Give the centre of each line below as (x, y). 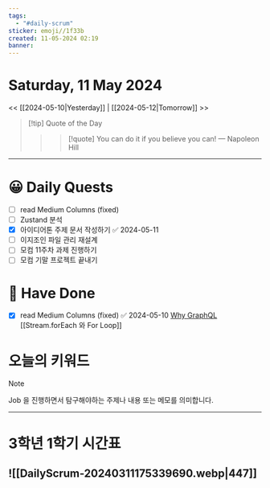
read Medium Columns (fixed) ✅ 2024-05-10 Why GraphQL (119, 315)
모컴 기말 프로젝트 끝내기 (59, 260)
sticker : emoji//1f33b (46, 31)
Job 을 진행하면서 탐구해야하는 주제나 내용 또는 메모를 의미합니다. (111, 400)
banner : (21, 46)
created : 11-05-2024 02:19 (53, 38)
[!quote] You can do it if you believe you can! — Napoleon (164, 139)
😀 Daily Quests (61, 188)
